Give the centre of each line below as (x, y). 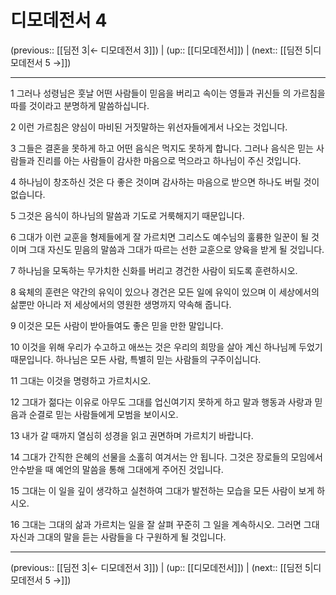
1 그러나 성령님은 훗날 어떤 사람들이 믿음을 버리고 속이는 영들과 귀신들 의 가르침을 (168, 93)
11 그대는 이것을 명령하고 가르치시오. (81, 380)
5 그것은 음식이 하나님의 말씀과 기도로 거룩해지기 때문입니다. (127, 215)
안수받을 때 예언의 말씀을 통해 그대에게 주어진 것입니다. (117, 469)
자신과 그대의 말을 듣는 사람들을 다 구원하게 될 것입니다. (118, 537)
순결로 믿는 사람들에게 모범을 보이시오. (103, 414)
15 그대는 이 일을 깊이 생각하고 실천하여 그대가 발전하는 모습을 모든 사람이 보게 (162, 490)
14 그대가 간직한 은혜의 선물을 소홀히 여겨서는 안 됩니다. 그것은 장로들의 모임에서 (167, 457)
